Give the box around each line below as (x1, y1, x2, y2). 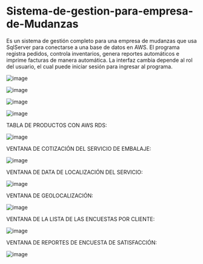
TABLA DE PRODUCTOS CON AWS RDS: (6, 121, 107, 128)
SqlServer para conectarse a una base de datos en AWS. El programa (6, 44, 180, 51)
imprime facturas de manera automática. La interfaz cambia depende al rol (6, 56, 193, 64)
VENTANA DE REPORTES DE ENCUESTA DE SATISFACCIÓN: (6, 239, 158, 246)
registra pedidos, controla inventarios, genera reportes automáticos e (6, 50, 180, 57)
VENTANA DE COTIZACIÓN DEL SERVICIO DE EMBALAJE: (6, 145, 151, 152)
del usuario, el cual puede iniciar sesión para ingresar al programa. (6, 62, 173, 70)
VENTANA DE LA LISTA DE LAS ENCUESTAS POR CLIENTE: (6, 215, 155, 222)
